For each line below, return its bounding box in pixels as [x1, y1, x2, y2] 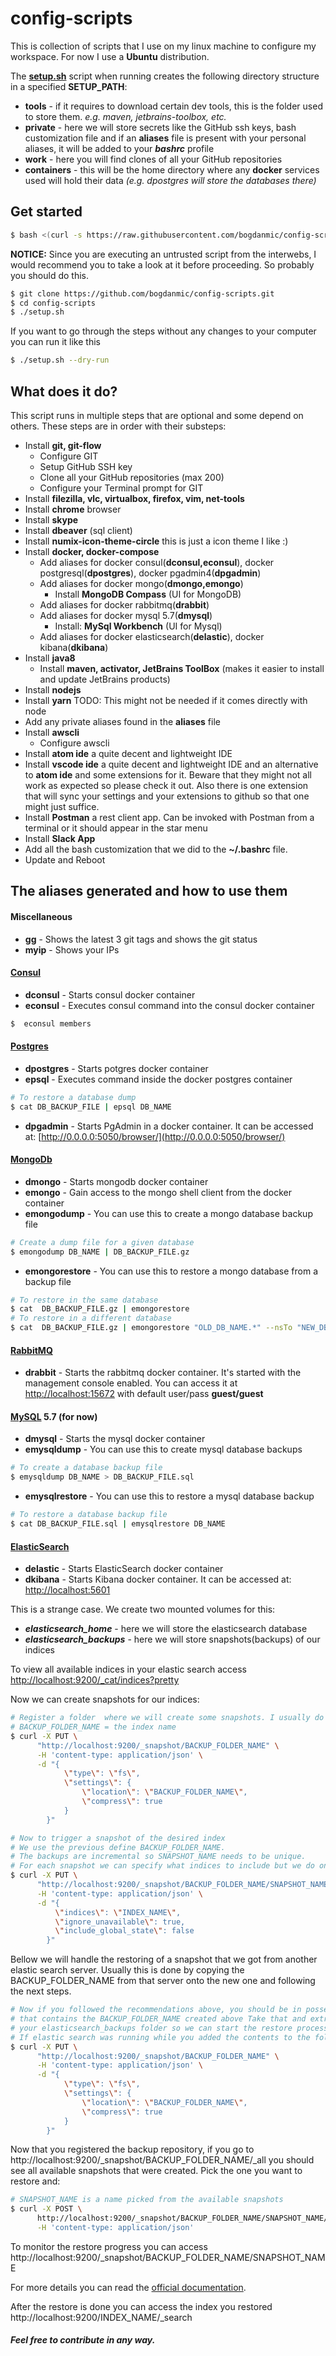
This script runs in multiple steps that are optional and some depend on [10, 409, 304, 421]
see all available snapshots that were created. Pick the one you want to [10, 2165, 303, 2177]
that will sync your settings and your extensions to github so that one [24, 790, 310, 802]
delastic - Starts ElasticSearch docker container [24, 1563, 224, 1575]
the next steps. [10, 1985, 72, 1997]
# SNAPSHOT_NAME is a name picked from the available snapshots [10, 2195, 284, 2205]
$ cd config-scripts [10, 298, 97, 308]
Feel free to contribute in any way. [10, 2334, 156, 2346]
